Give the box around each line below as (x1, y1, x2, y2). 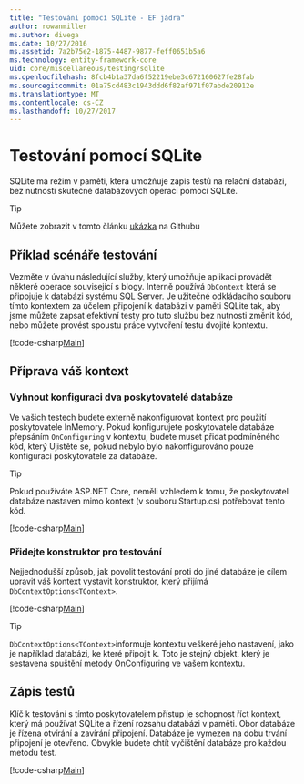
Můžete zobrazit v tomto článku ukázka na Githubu (9, 220, 200, 232)
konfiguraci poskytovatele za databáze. (9, 450, 157, 461)
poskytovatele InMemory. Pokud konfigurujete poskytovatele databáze (9, 421, 275, 433)
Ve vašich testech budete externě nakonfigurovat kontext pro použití (9, 412, 267, 423)
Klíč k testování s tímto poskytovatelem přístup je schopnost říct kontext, (9, 708, 282, 719)
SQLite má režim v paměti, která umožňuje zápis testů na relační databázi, (9, 176, 287, 187)
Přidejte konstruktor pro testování (9, 545, 162, 558)
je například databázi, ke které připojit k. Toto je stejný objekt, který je (9, 647, 270, 658)
